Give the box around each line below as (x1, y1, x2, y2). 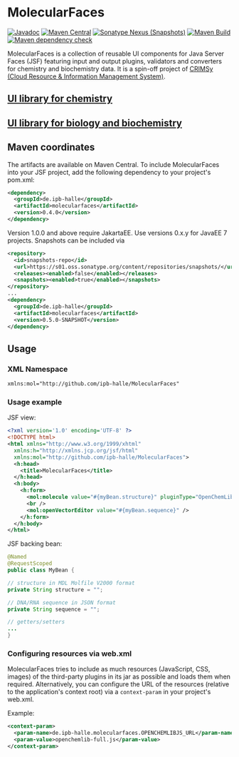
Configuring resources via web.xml (7, 649, 132, 659)
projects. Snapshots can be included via (7, 236, 125, 245)
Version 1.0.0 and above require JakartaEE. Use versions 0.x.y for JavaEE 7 (7, 228, 228, 237)
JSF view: (7, 413, 36, 422)
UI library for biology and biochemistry (7, 117, 183, 129)
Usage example (7, 397, 63, 407)
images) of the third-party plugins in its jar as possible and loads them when (7, 672, 231, 681)
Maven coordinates (7, 141, 95, 153)
